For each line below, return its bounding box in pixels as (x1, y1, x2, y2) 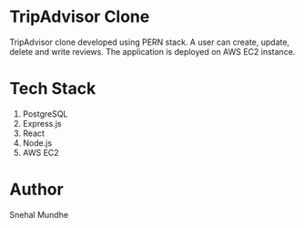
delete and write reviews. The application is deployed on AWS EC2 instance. (9, 46, 296, 57)
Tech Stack (9, 78, 96, 99)
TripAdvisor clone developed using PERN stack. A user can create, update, (9, 36, 289, 47)
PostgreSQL (22, 108, 68, 119)
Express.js (22, 118, 62, 129)
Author (9, 180, 64, 200)
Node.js (22, 137, 53, 148)
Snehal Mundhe (9, 209, 69, 220)
